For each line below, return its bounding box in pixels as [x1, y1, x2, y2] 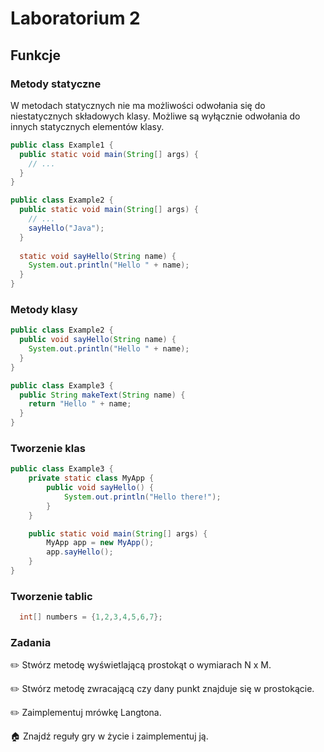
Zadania [10, 636, 52, 650]
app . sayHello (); [46, 547, 114, 557]
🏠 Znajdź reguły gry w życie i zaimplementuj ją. [10, 730, 209, 742]
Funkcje [10, 47, 62, 64]
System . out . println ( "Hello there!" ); [63, 492, 222, 502]
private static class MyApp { [28, 473, 155, 484]
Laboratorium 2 [10, 7, 141, 30]
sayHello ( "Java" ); [28, 223, 105, 233]
